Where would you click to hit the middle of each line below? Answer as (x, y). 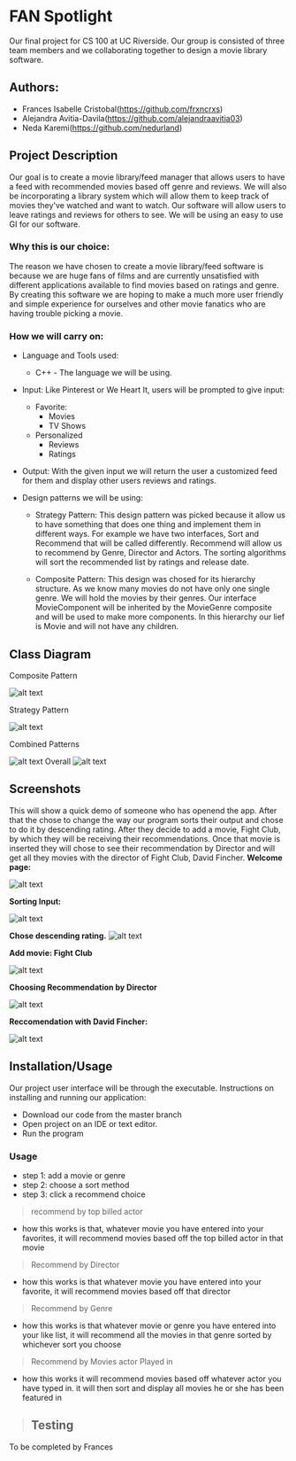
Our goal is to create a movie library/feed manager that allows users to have (147, 177)
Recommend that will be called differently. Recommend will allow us (159, 543)
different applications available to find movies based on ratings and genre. (144, 284)
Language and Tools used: (70, 355)
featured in (42, 1397)
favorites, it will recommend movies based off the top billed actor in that (153, 1238)
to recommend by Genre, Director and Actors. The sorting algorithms (161, 553)
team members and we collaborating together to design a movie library (138, 50)
